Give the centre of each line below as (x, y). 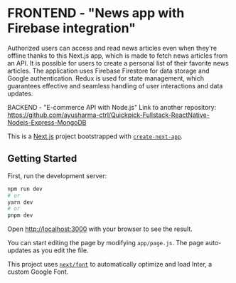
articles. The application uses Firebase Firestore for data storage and (108, 71)
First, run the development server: (57, 175)
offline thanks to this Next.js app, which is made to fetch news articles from (118, 56)
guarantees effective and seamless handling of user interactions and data (115, 86)
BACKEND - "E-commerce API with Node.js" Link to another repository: (112, 107)
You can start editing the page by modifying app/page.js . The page (106, 243)
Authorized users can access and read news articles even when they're (112, 48)
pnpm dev (20, 215)
